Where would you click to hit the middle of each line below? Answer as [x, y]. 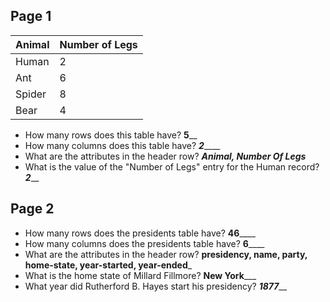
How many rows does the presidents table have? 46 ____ [140, 233]
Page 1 [31, 16]
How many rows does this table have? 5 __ [111, 135]
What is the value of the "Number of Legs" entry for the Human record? [172, 166]
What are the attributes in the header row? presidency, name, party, [166, 254]
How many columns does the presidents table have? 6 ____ [144, 243]
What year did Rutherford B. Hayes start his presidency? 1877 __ [156, 286]
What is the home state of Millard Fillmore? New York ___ [140, 275]
